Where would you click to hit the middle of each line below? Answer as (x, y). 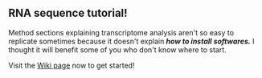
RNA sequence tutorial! (68, 13)
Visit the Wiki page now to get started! (72, 65)
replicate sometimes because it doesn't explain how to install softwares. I (131, 41)
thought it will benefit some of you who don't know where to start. (117, 49)
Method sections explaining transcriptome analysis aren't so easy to (121, 32)
